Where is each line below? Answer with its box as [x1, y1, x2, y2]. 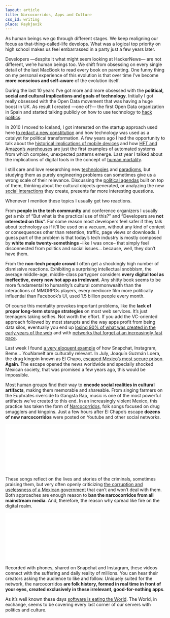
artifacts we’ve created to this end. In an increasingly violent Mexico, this [5, 398, 158, 404]
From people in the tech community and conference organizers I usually [5, 208, 158, 214]
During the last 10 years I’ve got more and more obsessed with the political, [5, 87, 164, 94]
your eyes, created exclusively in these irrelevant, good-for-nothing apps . [5, 587, 165, 593]
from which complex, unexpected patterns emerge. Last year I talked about [5, 151, 163, 157]
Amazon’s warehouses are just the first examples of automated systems [5, 146, 156, 152]
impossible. [5, 372, 29, 378]
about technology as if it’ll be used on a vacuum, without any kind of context [5, 224, 165, 230]
